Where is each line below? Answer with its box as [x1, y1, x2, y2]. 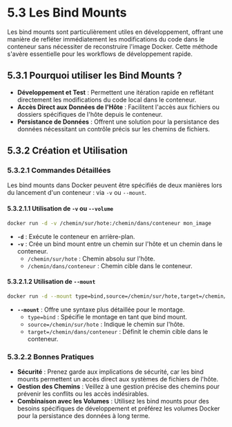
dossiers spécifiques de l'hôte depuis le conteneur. [17, 110, 163, 118]
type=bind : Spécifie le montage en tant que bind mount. [27, 312, 188, 321]
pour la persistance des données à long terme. [17, 411, 151, 419]
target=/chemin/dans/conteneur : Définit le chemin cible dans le [27, 327, 209, 336]
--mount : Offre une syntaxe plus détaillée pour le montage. [17, 305, 185, 314]
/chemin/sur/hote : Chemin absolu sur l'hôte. [27, 254, 155, 263]
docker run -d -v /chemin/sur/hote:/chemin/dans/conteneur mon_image [7, 220, 212, 227]
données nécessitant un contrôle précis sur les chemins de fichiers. [17, 124, 211, 133]
